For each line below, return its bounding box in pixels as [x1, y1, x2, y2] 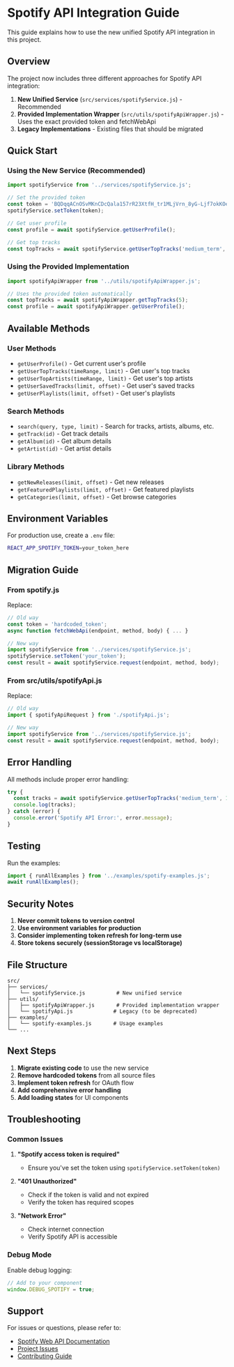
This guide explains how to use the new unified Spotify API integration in [7, 28, 215, 36]
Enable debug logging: [7, 1266, 72, 1274]
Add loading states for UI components [17, 1093, 129, 1101]
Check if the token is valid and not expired [27, 1191, 149, 1199]
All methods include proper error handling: [7, 775, 129, 783]
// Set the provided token [7, 194, 86, 202]
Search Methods [7, 406, 65, 416]
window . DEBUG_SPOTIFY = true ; [7, 1285, 95, 1293]
